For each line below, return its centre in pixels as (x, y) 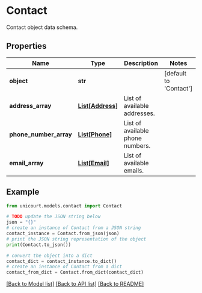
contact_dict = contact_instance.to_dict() (62, 261)
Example (23, 192)
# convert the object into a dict (50, 256)
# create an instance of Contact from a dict (64, 267)
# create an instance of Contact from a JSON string (74, 228)
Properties (26, 46)
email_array (26, 163)
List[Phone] (95, 134)
